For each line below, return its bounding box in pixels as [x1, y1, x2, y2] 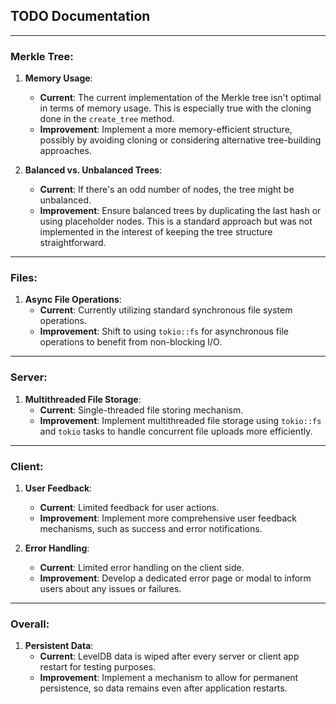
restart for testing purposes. [39, 661, 157, 673]
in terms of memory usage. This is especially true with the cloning [39, 102, 312, 114]
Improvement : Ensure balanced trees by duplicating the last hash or [39, 205, 322, 217]
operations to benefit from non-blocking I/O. [39, 336, 223, 348]
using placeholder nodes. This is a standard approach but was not [39, 215, 313, 228]
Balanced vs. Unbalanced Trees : [24, 164, 163, 176]
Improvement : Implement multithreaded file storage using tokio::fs [39, 414, 322, 426]
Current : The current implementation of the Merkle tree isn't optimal [39, 92, 322, 104]
